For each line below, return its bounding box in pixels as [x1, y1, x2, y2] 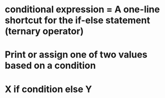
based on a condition [5, 60, 96, 71]
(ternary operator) [5, 26, 84, 37]
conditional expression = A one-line [5, 4, 160, 15]
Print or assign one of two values [5, 49, 148, 61]
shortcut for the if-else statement [5, 14, 151, 26]
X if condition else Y [5, 83, 92, 95]
